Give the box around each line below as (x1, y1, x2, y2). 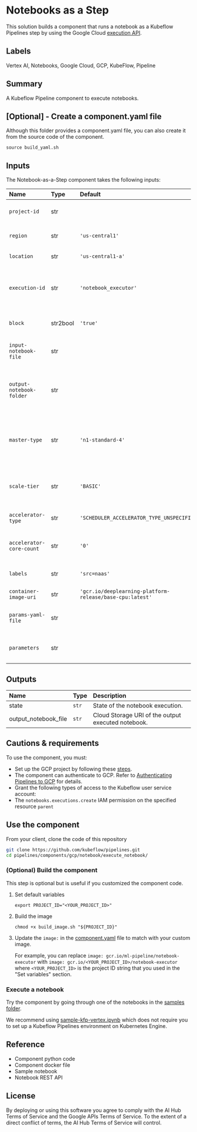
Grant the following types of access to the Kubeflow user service (14, 784, 172, 791)
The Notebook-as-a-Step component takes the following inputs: (6, 176, 161, 183)
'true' (80, 320, 98, 327)
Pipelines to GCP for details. (14, 778, 83, 785)
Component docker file (14, 1061, 70, 1069)
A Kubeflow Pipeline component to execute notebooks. (6, 95, 139, 102)
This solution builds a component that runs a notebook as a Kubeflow (6, 23, 174, 30)
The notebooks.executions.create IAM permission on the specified (14, 796, 176, 803)
